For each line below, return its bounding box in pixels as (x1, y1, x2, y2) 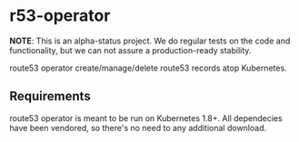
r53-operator (9, 5, 111, 26)
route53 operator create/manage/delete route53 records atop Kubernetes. (9, 62, 288, 73)
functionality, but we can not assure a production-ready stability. (9, 44, 252, 55)
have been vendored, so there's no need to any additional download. (9, 122, 267, 133)
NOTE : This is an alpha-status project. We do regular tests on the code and (9, 35, 291, 46)
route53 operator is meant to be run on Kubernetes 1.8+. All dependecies (9, 112, 284, 123)
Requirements (9, 89, 91, 104)
